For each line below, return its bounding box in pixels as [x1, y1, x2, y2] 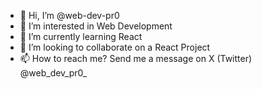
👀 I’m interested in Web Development [19, 20, 173, 32]
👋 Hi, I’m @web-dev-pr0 [19, 10, 120, 21]
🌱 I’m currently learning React [19, 31, 143, 42]
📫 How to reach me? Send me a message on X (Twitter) [19, 53, 253, 64]
